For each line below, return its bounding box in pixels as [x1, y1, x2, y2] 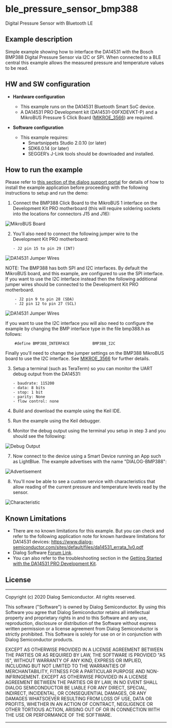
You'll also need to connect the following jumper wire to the [12, 231, 138, 237]
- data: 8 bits [12, 386, 46, 391]
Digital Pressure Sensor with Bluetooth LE [5, 20, 93, 26]
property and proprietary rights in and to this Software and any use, [5, 615, 148, 621]
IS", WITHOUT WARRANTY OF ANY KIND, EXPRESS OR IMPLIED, [5, 658, 142, 663]
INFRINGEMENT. [5, 674, 40, 680]
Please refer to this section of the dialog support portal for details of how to [5, 179, 164, 185]
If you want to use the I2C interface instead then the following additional [5, 276, 158, 282]
